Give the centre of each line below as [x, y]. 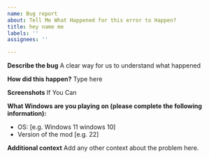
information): [27, 114]
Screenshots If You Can [42, 93]
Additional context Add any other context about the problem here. [103, 148]
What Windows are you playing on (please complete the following [105, 106]
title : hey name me [36, 26]
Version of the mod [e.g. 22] [58, 135]
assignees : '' [28, 40]
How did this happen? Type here [55, 79]
